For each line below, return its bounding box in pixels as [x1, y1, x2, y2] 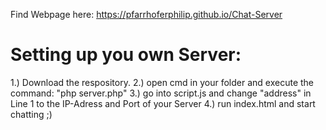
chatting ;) [10, 108, 53, 120]
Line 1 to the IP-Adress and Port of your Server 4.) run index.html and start [10, 97, 316, 109]
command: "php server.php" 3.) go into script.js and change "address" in [10, 87, 312, 99]
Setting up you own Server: [10, 44, 242, 66]
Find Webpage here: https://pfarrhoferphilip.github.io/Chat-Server [10, 9, 283, 20]
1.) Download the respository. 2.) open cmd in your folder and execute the [10, 76, 315, 88]
